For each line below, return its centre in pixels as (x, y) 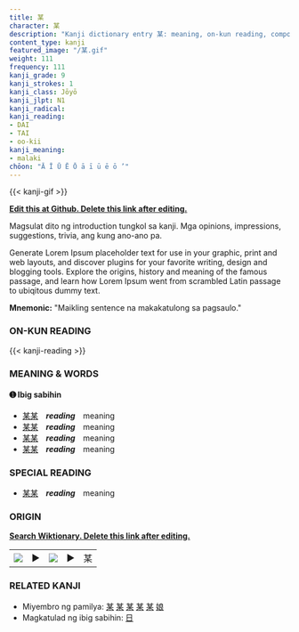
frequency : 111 (37, 68)
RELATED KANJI (45, 586)
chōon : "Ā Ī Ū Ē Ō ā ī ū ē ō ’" (69, 166)
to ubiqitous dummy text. (55, 291)
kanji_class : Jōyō (43, 92)
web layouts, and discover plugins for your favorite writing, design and (138, 263)
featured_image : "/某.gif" (59, 51)
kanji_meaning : (37, 150)
